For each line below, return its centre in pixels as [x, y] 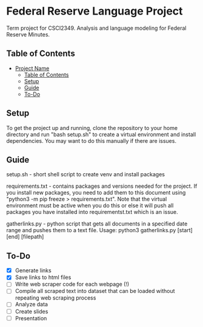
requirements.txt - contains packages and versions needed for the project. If [102, 186]
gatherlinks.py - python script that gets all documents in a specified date [97, 224]
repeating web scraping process [55, 298]
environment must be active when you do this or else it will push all [90, 205]
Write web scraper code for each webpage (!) [72, 284]
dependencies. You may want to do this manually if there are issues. [92, 140]
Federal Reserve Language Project [95, 11]
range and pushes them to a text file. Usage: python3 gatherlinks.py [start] [99, 230]
